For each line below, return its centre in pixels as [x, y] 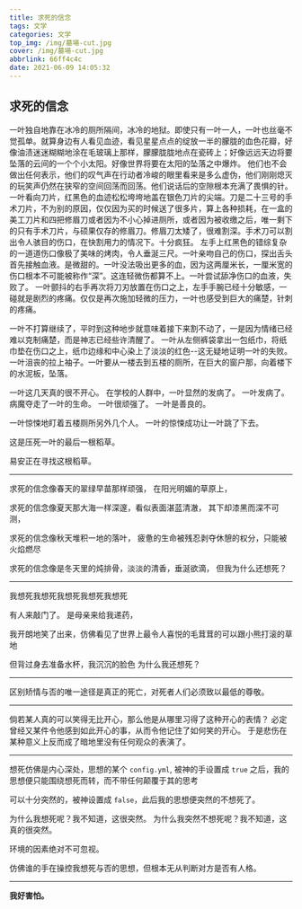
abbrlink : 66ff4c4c [46, 59]
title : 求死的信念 [40, 18]
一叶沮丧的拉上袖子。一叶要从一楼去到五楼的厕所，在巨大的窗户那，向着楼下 [151, 362]
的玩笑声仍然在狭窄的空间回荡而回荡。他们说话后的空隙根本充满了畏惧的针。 [151, 186]
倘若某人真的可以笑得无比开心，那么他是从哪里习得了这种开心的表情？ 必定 [148, 719]
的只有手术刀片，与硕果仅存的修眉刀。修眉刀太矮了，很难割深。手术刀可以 [147, 231]
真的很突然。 [33, 830]
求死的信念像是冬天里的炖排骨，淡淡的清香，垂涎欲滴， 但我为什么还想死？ [148, 568]
